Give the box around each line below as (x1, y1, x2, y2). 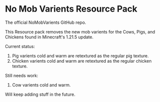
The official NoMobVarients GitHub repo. (5, 19, 86, 25)
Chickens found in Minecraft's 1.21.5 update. (5, 34, 94, 40)
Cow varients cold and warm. (12, 82, 71, 88)
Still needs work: (5, 72, 38, 78)
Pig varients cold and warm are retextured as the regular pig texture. (12, 52, 149, 59)
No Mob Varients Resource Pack (5, 3, 138, 15)
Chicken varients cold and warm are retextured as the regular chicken (12, 58, 152, 64)
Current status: (5, 43, 35, 49)
